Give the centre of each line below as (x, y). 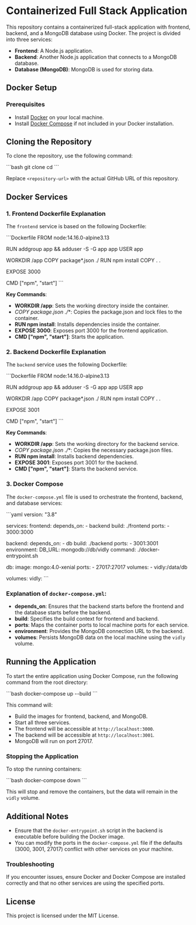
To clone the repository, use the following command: (70, 156)
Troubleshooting (30, 864)
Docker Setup (32, 88)
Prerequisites (25, 105)
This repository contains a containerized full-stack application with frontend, (98, 27)
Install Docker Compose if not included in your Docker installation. (94, 123)
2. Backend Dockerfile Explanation (56, 352)
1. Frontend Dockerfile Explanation (56, 214)
